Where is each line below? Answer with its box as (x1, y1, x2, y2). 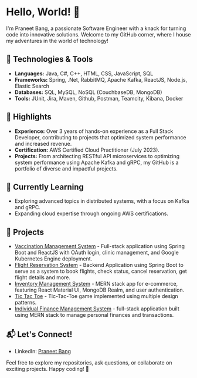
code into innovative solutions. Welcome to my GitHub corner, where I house (6, 31, 191, 38)
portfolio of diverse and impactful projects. (14, 165, 118, 172)
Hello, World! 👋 (6, 5, 80, 19)
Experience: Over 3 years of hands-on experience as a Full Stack (14, 128, 174, 135)
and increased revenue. (14, 140, 72, 147)
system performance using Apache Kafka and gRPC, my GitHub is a (14, 159, 179, 166)
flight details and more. (14, 274, 71, 281)
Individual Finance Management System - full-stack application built (14, 305, 180, 312)
